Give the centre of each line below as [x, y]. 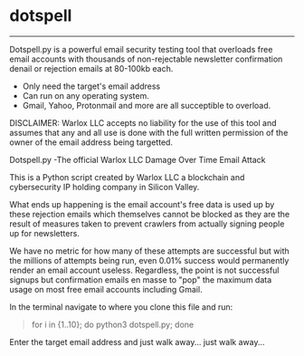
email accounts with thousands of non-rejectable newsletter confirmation [146, 59]
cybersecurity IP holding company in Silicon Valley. [104, 187]
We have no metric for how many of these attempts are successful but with [149, 251]
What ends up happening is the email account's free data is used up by [142, 204]
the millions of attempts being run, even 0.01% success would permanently [149, 260]
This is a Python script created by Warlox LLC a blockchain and [127, 177]
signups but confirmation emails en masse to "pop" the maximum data [141, 279]
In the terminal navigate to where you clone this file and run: [121, 307]
